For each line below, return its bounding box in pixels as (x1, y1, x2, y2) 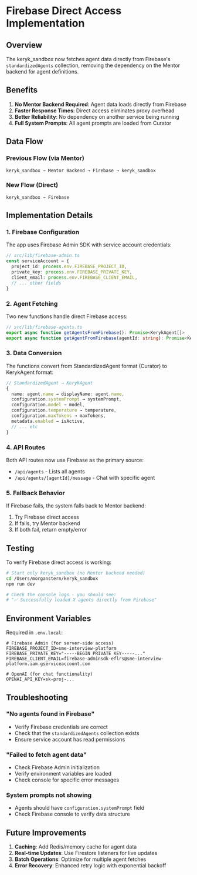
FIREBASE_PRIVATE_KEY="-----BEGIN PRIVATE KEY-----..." (6, 651, 145, 657)
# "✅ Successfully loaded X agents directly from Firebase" (6, 597, 157, 603)
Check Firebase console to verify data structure (14, 810, 130, 818)
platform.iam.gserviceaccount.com (6, 661, 91, 667)
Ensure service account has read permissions (14, 736, 125, 743)
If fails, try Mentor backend (14, 520, 80, 527)
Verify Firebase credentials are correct (14, 723, 108, 730)
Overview (6, 40, 43, 50)
